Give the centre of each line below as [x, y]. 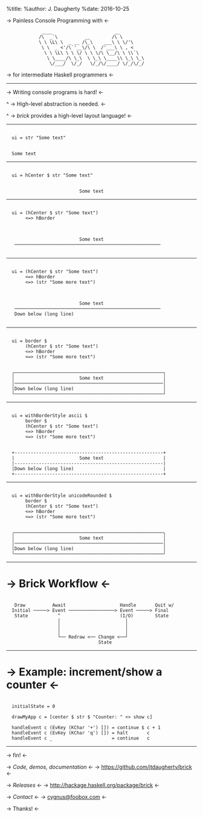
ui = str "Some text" [39, 138]
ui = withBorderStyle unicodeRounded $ [62, 496]
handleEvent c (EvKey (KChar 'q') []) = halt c [81, 733]
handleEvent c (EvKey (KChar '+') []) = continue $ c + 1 [86, 727]
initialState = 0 [34, 706]
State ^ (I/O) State [92, 616]
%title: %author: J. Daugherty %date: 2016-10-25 [68, 9]
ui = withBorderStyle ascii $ [50, 415]
